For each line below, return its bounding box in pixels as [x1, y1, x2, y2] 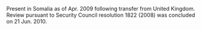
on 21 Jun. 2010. [6, 18, 47, 25]
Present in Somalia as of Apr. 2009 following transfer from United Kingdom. [6, 5, 196, 12]
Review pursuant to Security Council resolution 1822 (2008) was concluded [6, 11, 196, 19]
